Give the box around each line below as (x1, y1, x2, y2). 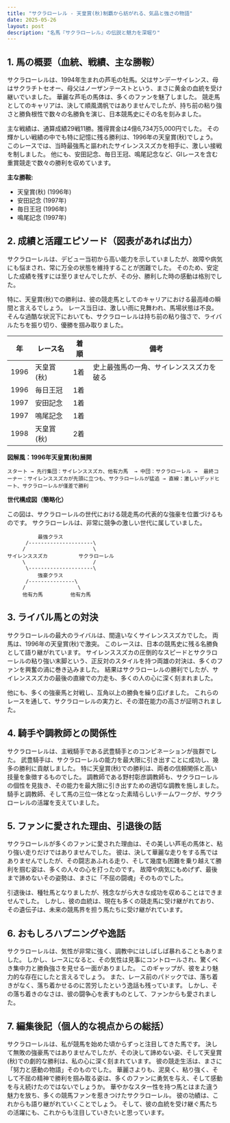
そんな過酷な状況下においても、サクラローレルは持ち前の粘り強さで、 (7, 312, 204, 320)
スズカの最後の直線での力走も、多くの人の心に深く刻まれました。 (30, 674, 217, 682)
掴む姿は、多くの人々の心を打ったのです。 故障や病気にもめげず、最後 (18, 866, 218, 874)
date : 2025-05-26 (7, 16, 57, 23)
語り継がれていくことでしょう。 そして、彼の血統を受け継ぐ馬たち (30, 1100, 218, 1108)
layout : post (7, 23, 44, 29)
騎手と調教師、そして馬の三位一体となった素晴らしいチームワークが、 (7, 790, 205, 798)
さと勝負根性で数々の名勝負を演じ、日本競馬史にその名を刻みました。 (7, 110, 205, 118)
